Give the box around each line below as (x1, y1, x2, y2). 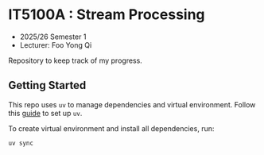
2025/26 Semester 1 (19, 32, 87, 41)
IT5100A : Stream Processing (8, 6, 205, 24)
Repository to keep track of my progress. (8, 56, 143, 65)
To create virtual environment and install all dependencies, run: (8, 123, 215, 133)
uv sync (8, 139, 34, 147)
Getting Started (8, 79, 87, 92)
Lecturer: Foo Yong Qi (19, 40, 92, 49)
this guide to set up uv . (8, 108, 83, 118)
